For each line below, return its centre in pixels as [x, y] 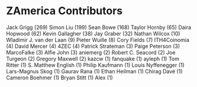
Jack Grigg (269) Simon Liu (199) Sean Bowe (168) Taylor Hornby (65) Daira [98, 27]
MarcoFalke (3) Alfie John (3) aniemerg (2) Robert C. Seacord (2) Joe [91, 52]
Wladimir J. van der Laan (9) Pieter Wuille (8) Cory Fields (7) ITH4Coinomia [98, 40]
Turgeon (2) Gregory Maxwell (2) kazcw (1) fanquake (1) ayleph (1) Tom [93, 59]
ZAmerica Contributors [64, 11]
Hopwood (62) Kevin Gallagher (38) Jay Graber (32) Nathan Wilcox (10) [93, 33]
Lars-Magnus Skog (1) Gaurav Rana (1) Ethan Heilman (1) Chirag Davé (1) [94, 71]
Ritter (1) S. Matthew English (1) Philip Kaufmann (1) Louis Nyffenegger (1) [95, 65]
